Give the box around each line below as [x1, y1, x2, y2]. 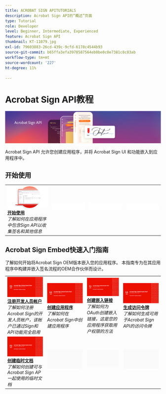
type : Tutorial [5, 18, 37, 23]
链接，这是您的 [86, 316, 118, 322]
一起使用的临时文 [7, 375, 42, 381]
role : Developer [5, 24, 39, 29]
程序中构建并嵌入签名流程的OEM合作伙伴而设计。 [5, 266, 106, 272]
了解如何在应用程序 [7, 216, 46, 222]
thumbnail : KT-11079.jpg [5, 40, 56, 45]
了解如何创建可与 [7, 364, 42, 370]
